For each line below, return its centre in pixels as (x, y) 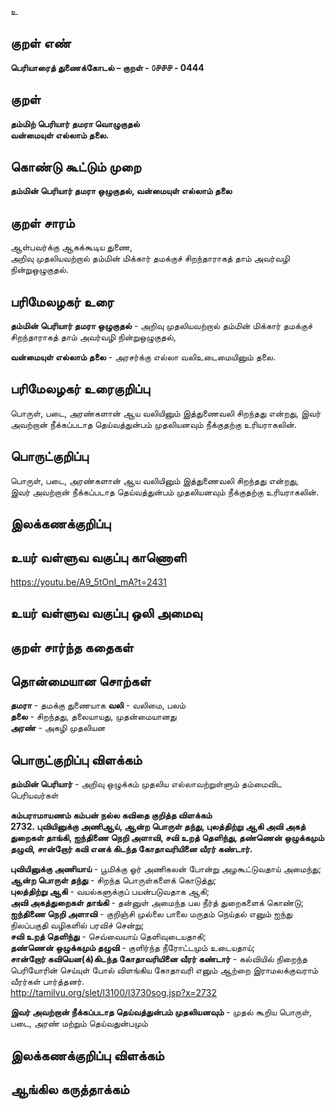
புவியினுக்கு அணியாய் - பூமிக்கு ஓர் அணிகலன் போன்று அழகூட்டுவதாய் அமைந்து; (166, 869)
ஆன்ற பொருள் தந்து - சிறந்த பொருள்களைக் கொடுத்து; (113, 880)
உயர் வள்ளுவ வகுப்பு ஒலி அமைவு (106, 613)
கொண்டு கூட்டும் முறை (76, 167)
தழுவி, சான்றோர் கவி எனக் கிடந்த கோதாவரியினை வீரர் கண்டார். (131, 849)
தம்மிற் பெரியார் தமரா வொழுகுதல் (75, 123)
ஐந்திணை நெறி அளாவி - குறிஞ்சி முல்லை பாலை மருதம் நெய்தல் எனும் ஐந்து (151, 914)
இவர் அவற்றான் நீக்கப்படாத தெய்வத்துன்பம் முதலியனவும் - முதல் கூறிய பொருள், (161, 1012)
